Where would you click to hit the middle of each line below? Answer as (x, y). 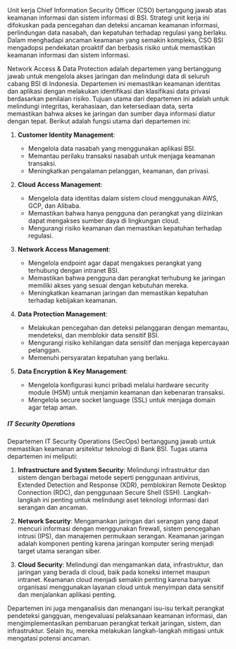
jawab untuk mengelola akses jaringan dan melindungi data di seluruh (108, 76)
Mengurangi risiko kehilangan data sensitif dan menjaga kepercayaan (129, 342)
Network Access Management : (64, 249)
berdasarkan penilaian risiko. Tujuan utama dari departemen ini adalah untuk (118, 99)
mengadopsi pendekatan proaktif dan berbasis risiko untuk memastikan (111, 48)
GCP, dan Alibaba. (54, 206)
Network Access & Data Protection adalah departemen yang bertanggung (114, 69)
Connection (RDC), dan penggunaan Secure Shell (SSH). (99, 492)
